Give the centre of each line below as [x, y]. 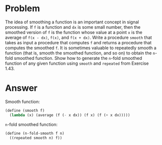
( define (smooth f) [25, 110]
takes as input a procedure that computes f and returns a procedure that [78, 42]
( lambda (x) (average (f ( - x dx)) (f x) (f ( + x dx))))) [70, 115]
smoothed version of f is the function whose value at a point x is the [74, 32]
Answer [21, 88]
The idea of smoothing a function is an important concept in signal [72, 22]
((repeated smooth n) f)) [36, 138]
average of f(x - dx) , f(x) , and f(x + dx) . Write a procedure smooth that [79, 37]
